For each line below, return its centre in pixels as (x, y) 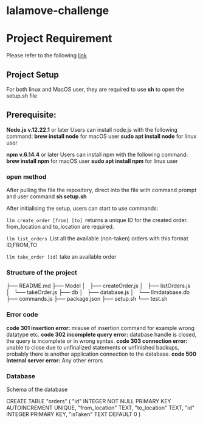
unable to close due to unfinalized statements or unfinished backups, (93, 347)
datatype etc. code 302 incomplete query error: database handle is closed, (101, 334)
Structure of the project (42, 272)
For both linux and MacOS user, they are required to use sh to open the (95, 89)
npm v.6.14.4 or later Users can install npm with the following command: (97, 154)
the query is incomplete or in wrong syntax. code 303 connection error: (97, 341)
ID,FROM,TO (22, 245)
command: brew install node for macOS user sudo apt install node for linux (101, 136)
